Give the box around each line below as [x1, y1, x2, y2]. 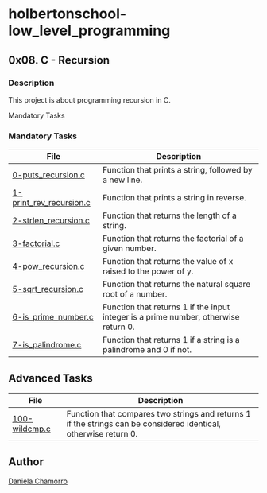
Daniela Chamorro [8, 476, 68, 486]
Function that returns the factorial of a [102, 233, 244, 244]
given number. [102, 243, 157, 254]
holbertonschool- [8, 5, 127, 23]
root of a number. [102, 289, 168, 300]
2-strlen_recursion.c [12, 215, 90, 227]
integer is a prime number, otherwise [102, 312, 240, 323]
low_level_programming [8, 21, 171, 40]
